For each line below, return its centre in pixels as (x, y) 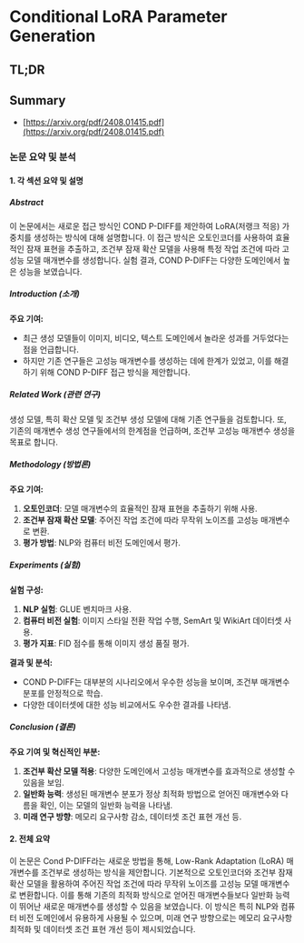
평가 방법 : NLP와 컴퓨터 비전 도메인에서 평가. (102, 542)
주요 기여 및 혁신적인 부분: (55, 751)
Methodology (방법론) (50, 465)
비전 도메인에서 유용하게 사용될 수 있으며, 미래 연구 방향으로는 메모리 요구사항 (156, 918)
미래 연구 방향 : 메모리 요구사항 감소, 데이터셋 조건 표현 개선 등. (132, 817)
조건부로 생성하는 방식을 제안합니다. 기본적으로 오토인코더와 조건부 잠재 (167, 872)
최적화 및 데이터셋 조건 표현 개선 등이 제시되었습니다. (103, 928)
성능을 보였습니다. (50, 271)
